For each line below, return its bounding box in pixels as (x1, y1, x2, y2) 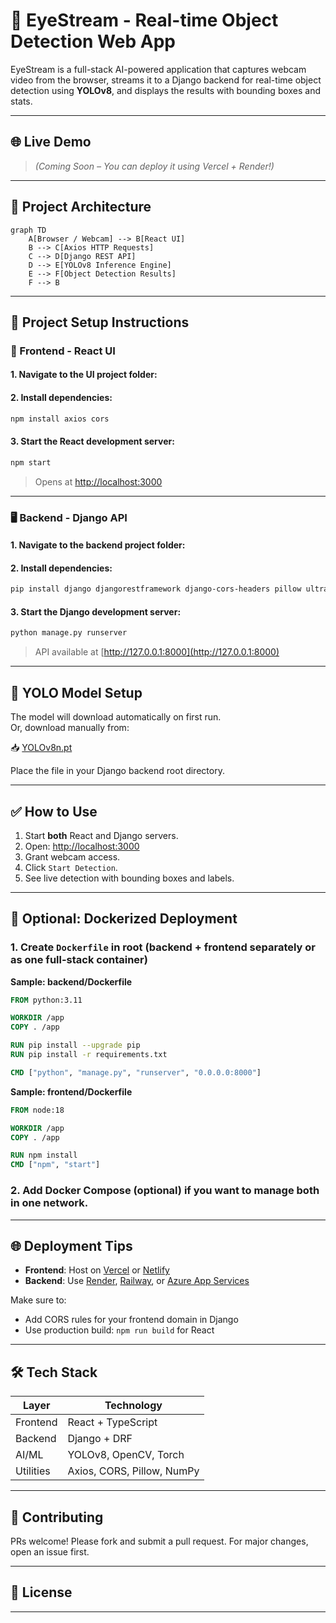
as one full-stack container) (10, 953, 148, 967)
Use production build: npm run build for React (24, 1324, 215, 1336)
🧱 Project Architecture (10, 199, 152, 216)
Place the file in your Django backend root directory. (10, 765, 225, 777)
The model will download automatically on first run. (10, 711, 222, 723)
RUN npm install (10, 1150, 78, 1161)
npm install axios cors (10, 414, 110, 424)
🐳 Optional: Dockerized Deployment (10, 910, 238, 928)
